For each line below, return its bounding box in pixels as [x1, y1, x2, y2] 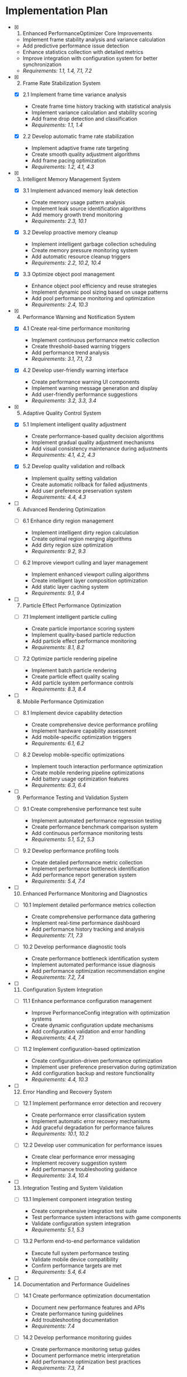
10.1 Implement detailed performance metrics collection [22, 901, 156, 908]
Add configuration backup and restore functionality [31, 1070, 155, 1077]
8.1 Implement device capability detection [22, 709, 123, 716]
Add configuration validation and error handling [31, 1028, 146, 1035]
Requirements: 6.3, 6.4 [31, 781, 86, 788]
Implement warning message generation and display [31, 385, 158, 392]
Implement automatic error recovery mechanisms [31, 1118, 150, 1125]
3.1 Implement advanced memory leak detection [22, 187, 138, 194]
